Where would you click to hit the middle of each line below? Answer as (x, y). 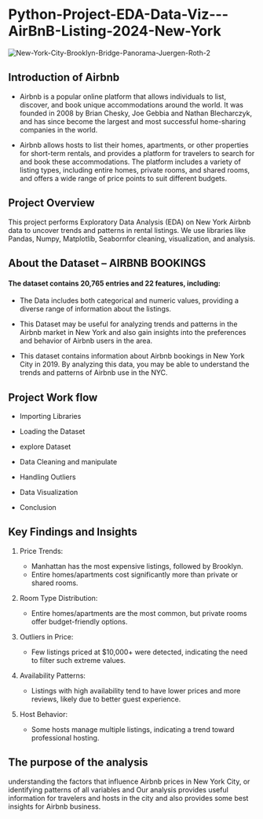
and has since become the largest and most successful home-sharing (132, 121)
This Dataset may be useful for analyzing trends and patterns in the (128, 324)
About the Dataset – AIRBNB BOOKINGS (107, 263)
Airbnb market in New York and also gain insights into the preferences (133, 333)
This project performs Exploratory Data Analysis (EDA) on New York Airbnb (130, 222)
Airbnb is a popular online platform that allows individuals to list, (122, 96)
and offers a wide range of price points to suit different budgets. (123, 178)
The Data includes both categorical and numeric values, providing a (129, 300)
